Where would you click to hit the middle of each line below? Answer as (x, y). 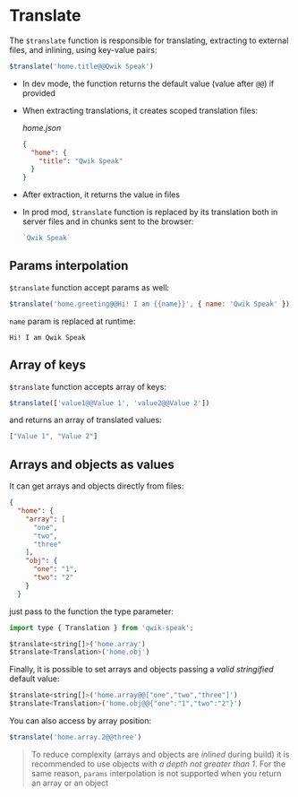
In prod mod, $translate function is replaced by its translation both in (150, 212)
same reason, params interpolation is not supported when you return (156, 773)
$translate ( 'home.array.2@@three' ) (76, 737)
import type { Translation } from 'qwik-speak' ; (102, 628)
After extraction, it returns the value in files (101, 195)
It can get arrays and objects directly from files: (97, 486)
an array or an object (70, 783)
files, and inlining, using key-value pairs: (84, 49)
